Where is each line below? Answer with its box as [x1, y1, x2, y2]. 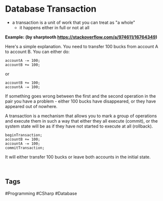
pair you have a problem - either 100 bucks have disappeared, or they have [5, 98, 156, 104]
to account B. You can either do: [5, 49, 70, 55]
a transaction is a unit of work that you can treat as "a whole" [12, 19, 136, 25]
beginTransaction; [5, 132, 42, 137]
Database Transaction [5, 3, 97, 15]
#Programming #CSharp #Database [5, 190, 77, 196]
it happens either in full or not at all [19, 24, 89, 30]
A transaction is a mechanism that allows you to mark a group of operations [5, 113, 157, 119]
